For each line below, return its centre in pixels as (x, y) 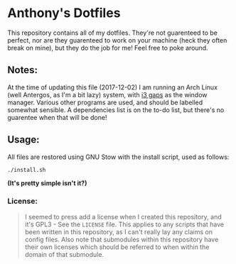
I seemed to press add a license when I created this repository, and (123, 216)
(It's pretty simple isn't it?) (47, 183)
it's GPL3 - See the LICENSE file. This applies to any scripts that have (124, 224)
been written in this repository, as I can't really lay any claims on (119, 231)
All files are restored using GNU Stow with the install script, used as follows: (118, 157)
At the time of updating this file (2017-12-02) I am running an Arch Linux (113, 87)
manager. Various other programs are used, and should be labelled (105, 102)
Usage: (24, 140)
